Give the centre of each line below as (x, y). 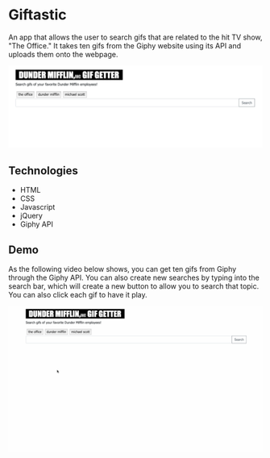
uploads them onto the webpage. (63, 54)
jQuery (31, 216)
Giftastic (37, 15)
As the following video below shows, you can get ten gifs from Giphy (123, 269)
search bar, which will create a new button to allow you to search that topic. (134, 286)
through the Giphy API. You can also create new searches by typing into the (134, 277)
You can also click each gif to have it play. (78, 294)
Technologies (44, 171)
